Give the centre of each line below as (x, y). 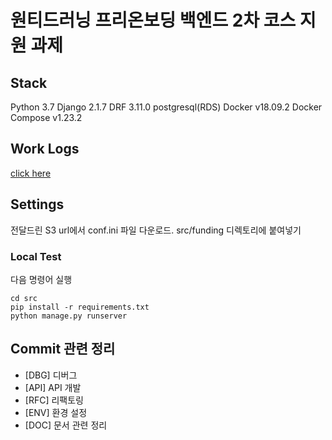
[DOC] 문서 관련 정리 (66, 425)
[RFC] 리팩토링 (54, 400)
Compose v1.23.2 (46, 117)
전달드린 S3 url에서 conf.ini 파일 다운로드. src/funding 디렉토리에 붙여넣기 (156, 230)
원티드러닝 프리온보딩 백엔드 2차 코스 (153, 20)
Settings (37, 204)
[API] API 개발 (53, 387)
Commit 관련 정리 (63, 349)
